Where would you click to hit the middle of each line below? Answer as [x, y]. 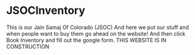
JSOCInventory [46, 11]
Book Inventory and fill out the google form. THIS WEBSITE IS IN [86, 40]
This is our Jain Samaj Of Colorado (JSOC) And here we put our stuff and [97, 27]
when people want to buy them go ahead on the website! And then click [96, 33]
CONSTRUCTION [28, 47]
